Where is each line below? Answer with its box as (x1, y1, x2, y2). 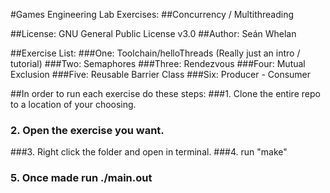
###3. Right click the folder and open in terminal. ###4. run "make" (10, 146, 288, 158)
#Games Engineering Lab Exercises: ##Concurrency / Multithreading (10, 9, 295, 20)
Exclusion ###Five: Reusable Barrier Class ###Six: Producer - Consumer (10, 69, 312, 80)
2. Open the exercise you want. (10, 123, 165, 137)
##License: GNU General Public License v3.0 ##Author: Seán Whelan (10, 28, 297, 39)
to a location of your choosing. (10, 99, 137, 110)
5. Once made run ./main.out (10, 171, 153, 185)
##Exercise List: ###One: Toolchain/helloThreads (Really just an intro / (10, 47, 301, 59)
